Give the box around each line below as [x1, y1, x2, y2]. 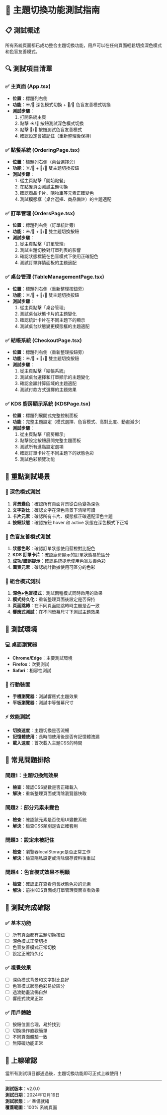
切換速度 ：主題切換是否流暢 [12, 727, 70, 733]
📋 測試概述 [5, 26, 40, 34]
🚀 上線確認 [5, 1056, 37, 1065]
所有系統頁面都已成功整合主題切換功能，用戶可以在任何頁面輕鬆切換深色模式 [5, 42, 162, 48]
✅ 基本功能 [5, 919, 31, 926]
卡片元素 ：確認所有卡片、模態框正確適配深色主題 [12, 513, 113, 519]
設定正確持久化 [12, 951, 43, 957]
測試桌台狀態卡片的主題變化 [19, 311, 77, 317]
